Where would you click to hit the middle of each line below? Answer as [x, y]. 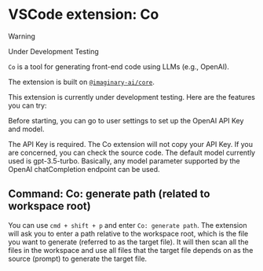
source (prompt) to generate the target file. [78, 258]
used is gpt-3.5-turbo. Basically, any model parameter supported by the [124, 161]
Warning [22, 36]
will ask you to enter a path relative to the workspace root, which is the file [128, 233]
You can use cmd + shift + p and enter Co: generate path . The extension [128, 225]
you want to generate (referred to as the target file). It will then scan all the [128, 242]
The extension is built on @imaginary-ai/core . [82, 82]
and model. [26, 129]
